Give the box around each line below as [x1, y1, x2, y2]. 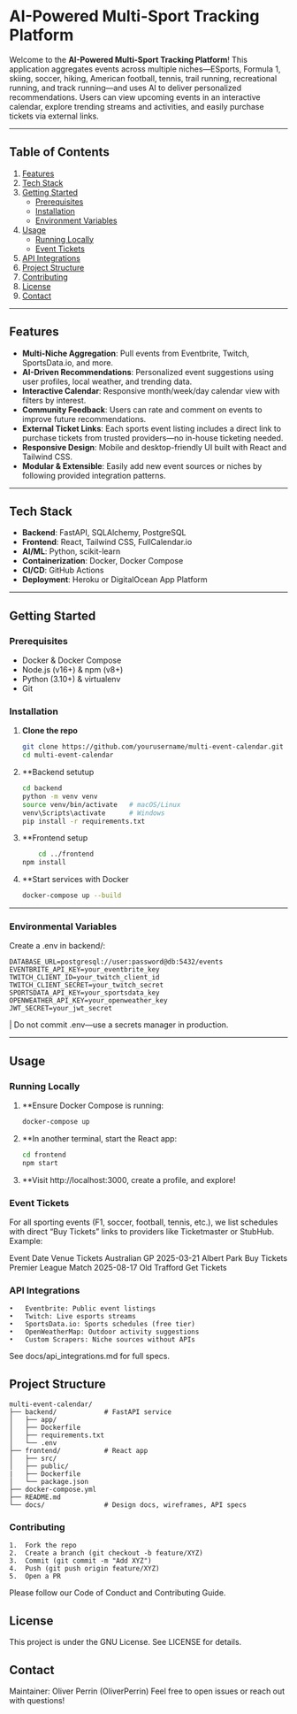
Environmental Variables [9, 920, 118, 933]
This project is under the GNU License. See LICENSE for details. [9, 1637, 242, 1648]
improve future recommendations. [21, 413, 147, 424]
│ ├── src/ [9, 1454, 57, 1464]
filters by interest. [21, 395, 87, 405]
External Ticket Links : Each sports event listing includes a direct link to [21, 423, 281, 434]
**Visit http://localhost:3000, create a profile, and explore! [21, 1174, 236, 1185]
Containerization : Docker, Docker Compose [21, 556, 184, 566]
